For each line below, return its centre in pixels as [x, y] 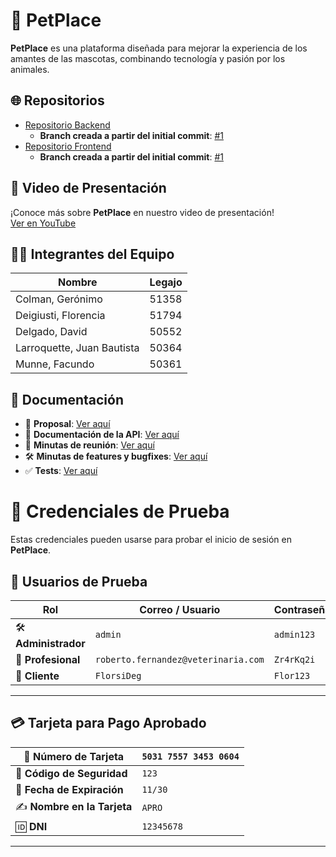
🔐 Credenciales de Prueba [120, 511]
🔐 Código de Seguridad [71, 773]
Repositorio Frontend [68, 146]
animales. [30, 69]
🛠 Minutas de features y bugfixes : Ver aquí [116, 456]
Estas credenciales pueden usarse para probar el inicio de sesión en [151, 540]
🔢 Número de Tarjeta [74, 756]
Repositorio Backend [67, 125]
